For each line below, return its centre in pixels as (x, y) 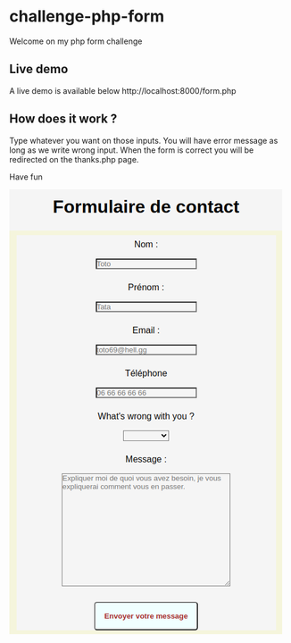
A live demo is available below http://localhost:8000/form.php (123, 90)
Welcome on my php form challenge (76, 41)
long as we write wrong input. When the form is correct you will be (132, 150)
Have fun (26, 177)
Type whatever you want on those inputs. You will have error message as (144, 140)
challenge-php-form (87, 17)
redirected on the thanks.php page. (74, 159)
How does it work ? (63, 119)
